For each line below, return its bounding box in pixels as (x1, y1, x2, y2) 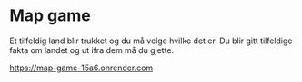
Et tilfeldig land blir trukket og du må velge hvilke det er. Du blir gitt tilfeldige (9, 35, 293, 46)
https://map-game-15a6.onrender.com (9, 62, 154, 73)
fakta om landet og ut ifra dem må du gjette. (9, 44, 175, 55)
